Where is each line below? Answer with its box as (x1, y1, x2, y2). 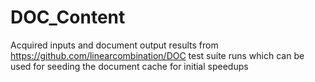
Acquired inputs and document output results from (10, 39, 219, 51)
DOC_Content (10, 6, 126, 29)
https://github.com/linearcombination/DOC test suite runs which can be (10, 49, 305, 61)
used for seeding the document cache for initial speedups (10, 60, 249, 72)
